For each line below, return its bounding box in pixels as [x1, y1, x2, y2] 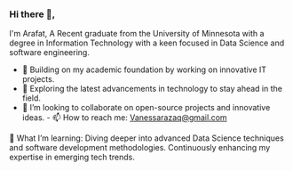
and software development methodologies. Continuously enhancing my [9, 142, 271, 153]
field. [21, 93, 42, 103]
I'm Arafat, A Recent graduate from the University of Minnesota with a [9, 28, 265, 39]
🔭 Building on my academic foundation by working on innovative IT [21, 64, 267, 75]
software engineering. [9, 47, 91, 58]
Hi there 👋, [9, 8, 56, 20]
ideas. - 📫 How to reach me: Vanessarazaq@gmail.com [21, 112, 228, 123]
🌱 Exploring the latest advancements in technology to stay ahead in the [21, 84, 282, 94]
